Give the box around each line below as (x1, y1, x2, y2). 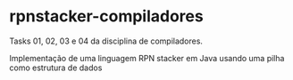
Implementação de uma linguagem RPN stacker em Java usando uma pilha (9, 52, 285, 63)
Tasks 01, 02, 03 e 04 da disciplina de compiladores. (9, 36, 204, 46)
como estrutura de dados (9, 62, 103, 73)
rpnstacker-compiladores (9, 6, 204, 27)
